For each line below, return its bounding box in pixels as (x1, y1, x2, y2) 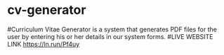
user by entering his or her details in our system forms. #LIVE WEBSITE (7, 32, 213, 40)
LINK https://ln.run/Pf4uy (7, 40, 80, 48)
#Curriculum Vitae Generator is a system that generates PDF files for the (7, 25, 218, 33)
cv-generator (7, 2, 86, 18)
